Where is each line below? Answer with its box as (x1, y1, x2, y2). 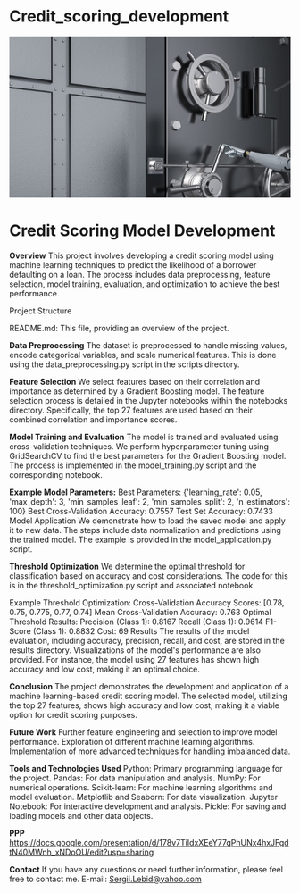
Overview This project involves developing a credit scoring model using (9, 250, 274, 261)
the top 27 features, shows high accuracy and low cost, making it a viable (9, 699, 279, 711)
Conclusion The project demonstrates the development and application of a (9, 680, 289, 691)
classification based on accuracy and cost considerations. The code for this (9, 570, 288, 581)
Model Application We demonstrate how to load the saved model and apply (9, 515, 286, 526)
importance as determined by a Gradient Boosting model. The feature (9, 386, 265, 396)
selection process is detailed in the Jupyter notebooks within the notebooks (9, 395, 288, 405)
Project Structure (9, 305, 72, 316)
